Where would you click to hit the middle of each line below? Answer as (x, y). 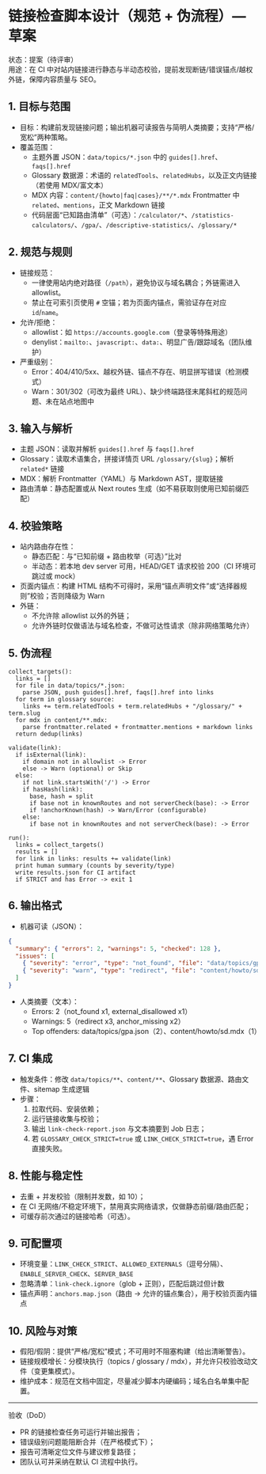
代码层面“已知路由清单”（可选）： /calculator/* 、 (112, 215)
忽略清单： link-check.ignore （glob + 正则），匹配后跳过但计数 (122, 1284)
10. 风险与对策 (43, 1331)
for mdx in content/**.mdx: (62, 720)
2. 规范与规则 (40, 252)
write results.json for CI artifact (76, 872)
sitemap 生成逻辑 (61, 1088)
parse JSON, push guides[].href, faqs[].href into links (118, 693)
